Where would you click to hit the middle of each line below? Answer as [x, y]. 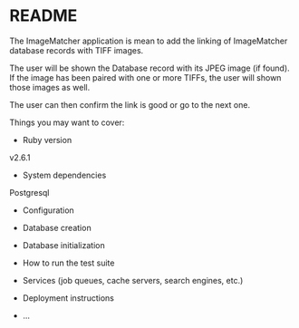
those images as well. [50, 87]
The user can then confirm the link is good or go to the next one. [130, 104]
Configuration [48, 210]
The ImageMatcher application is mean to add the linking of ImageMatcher [149, 41]
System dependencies [64, 175]
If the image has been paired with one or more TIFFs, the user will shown [145, 77]
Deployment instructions [68, 298]
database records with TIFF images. [77, 50]
